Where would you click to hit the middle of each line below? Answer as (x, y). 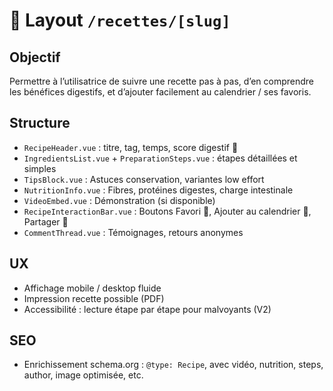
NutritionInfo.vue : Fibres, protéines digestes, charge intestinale (158, 190)
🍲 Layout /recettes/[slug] (120, 20)
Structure (40, 123)
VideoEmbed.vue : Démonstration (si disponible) (119, 200)
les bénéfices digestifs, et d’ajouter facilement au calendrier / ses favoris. (160, 92)
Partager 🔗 (46, 221)
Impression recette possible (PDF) (94, 298)
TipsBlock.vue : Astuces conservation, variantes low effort (144, 179)
